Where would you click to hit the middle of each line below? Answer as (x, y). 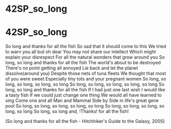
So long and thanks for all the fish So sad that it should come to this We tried (86, 46)
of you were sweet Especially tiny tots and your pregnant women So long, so (86, 79)
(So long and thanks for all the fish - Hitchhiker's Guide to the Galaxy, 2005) (85, 121)
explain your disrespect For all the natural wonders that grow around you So (85, 57)
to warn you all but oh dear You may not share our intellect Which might (81, 52)
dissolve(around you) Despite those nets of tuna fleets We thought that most (86, 73)
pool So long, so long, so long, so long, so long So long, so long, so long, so (85, 106)
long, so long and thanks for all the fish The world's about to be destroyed (83, 63)
